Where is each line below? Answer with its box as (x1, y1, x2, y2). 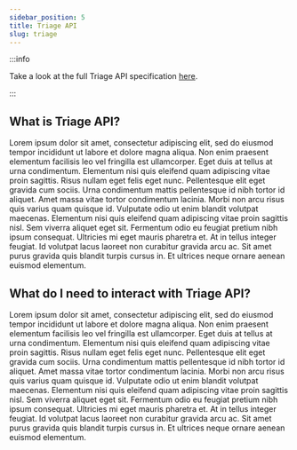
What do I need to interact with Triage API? (9, 286, 251, 301)
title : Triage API (9, 21, 77, 30)
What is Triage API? (9, 114, 121, 129)
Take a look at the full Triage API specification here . (9, 71, 198, 82)
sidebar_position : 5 (9, 12, 86, 22)
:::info (9, 54, 30, 65)
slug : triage (9, 29, 58, 38)
